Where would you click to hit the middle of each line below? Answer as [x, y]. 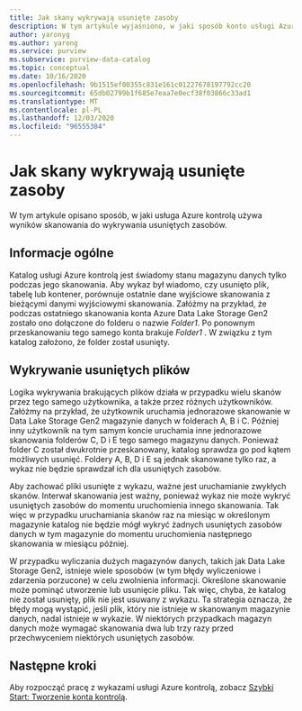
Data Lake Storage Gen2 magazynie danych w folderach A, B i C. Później [144, 421]
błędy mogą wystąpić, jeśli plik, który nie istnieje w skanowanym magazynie [150, 608]
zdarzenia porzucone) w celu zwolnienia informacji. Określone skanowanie [148, 580]
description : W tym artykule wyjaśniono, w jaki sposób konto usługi [142, 26]
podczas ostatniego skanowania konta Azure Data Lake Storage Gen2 [138, 313]
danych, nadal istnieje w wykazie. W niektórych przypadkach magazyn [141, 618]
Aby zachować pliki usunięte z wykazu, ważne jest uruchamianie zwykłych [148, 486]
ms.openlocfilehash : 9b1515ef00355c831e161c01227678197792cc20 [130, 85]
